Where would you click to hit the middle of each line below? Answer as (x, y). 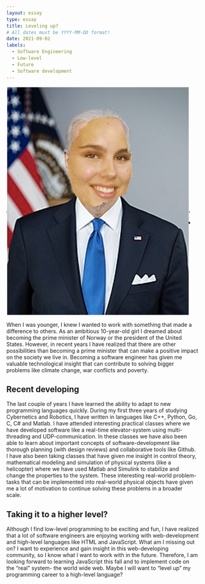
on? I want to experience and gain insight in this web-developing (88, 548)
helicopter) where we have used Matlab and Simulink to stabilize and (93, 469)
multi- (175, 430)
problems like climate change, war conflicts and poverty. (77, 370)
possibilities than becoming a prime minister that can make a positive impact (102, 350)
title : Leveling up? (33, 26)
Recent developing (43, 389)
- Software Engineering (42, 52)
